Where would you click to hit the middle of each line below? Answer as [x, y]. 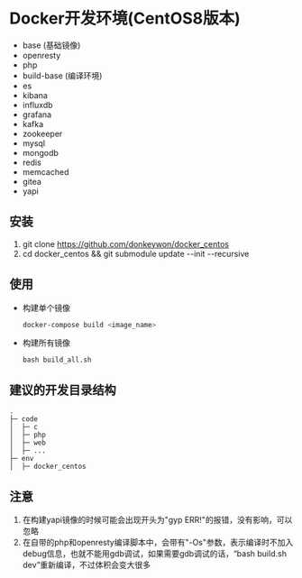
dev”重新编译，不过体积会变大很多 [87, 565]
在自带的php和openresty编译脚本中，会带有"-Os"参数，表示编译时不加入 [158, 543]
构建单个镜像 [46, 307]
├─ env [22, 459]
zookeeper [42, 133]
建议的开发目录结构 [63, 390]
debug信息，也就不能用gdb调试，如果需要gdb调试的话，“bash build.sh [154, 554]
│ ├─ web [28, 443]
